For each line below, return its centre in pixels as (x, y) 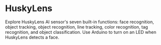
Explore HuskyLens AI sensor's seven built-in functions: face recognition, (80, 22)
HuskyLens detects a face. (32, 37)
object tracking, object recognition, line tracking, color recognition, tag (77, 27)
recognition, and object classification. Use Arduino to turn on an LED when (81, 32)
